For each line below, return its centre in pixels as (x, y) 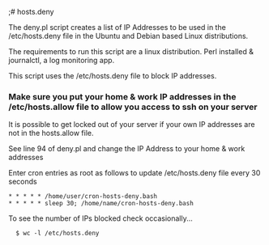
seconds (23, 182)
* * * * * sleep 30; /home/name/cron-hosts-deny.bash (101, 204)
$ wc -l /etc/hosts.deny (58, 234)
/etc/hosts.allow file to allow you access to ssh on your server (133, 107)
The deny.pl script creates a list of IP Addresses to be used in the (117, 27)
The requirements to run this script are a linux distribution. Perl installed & (131, 51)
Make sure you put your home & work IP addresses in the (122, 96)
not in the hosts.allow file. (51, 133)
